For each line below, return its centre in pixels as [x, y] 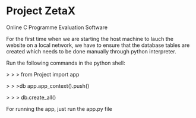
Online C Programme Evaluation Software [57, 27]
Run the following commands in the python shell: [66, 63]
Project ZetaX [41, 11]
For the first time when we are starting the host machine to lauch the [90, 39]
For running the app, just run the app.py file [59, 109]
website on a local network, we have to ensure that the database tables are [98, 45]
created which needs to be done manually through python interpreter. [91, 51]
